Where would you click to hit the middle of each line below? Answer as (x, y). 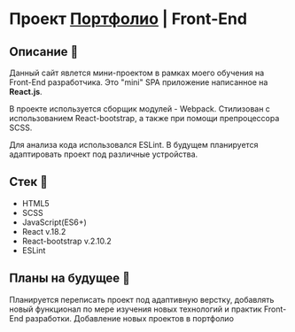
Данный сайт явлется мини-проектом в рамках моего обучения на (137, 73)
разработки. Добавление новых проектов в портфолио (130, 318)
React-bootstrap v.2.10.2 (67, 241)
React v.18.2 (44, 231)
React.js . (26, 92)
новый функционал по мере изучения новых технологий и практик (136, 309)
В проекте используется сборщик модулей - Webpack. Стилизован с (140, 109)
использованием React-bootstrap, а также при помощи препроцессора (144, 118)
